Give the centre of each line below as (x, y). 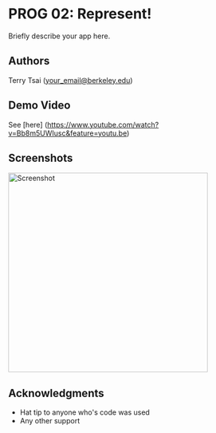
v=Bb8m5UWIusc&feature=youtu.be (68, 133)
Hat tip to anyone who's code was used (84, 412)
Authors (29, 61)
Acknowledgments (57, 393)
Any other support (50, 421)
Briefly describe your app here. (59, 36)
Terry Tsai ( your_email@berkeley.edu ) (71, 80)
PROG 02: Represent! (80, 14)
